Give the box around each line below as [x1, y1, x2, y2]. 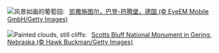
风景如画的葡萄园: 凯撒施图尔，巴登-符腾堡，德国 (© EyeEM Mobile [14, 8, 209, 15]
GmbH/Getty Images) [7, 15, 68, 23]
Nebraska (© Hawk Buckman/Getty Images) [7, 38, 134, 46]
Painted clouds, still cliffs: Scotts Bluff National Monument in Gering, [14, 31, 212, 39]
